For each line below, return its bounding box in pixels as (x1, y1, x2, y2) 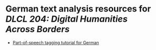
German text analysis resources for (5, 3, 151, 14)
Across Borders (5, 24, 70, 35)
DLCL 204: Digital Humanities (5, 13, 128, 25)
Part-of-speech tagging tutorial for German (12, 39, 99, 45)
